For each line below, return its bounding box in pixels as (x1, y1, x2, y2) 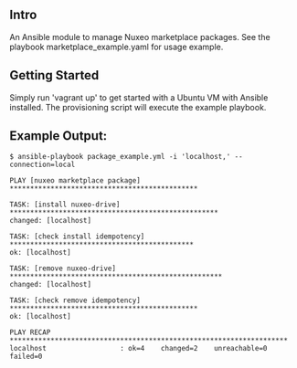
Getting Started (9, 68, 100, 83)
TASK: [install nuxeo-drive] (9, 200, 121, 209)
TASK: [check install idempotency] (9, 232, 145, 241)
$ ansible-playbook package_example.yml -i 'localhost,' (9, 152, 231, 162)
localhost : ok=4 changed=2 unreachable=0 (9, 344, 268, 353)
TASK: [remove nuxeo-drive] (9, 264, 117, 273)
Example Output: (9, 128, 108, 144)
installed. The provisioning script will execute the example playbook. (9, 101, 267, 112)
